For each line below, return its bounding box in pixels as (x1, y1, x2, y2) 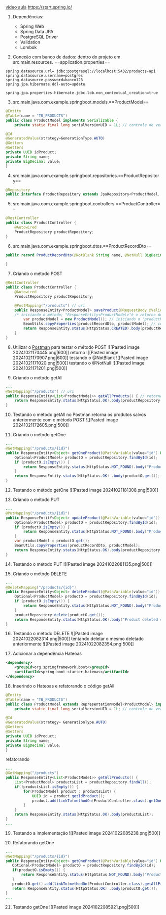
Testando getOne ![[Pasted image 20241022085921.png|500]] (12, 904, 140, 910)
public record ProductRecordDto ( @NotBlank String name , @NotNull (5, 252, 142, 258)
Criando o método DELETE (12, 571, 67, 577)
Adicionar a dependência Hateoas (12, 650, 82, 657)
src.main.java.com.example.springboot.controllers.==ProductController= (12, 201, 161, 207)
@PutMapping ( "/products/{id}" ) (5, 510, 70, 516)
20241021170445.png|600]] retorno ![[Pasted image (12, 349, 119, 355)
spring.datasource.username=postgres (5, 73, 83, 78)
